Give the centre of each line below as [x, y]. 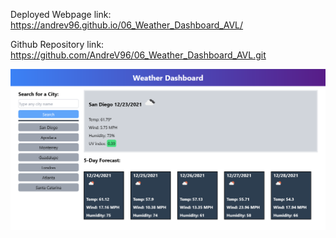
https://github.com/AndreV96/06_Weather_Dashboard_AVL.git [138, 55]
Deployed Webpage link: [61, 14]
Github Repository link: [57, 44]
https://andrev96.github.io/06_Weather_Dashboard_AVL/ [127, 25]
